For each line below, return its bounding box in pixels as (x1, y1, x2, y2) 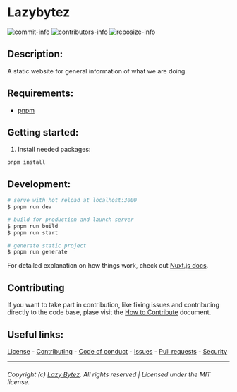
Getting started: (7, 126, 79, 138)
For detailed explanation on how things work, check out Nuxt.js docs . (7, 261, 209, 270)
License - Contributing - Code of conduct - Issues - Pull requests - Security (7, 347, 228, 355)
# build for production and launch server (7, 216, 134, 223)
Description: (7, 48, 63, 60)
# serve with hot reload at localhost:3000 (7, 197, 138, 204)
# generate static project (7, 242, 87, 249)
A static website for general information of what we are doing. (7, 66, 187, 75)
